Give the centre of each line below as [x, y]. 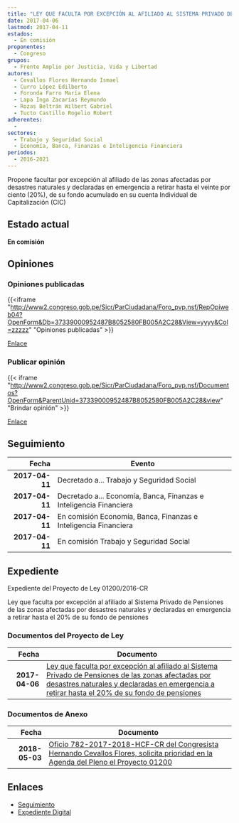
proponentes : [27, 47]
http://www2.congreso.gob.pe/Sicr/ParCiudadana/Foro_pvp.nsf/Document [120, 385]
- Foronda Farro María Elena [57, 93]
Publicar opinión [36, 362]
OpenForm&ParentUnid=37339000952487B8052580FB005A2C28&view [114, 400]
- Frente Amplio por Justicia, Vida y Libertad [86, 67]
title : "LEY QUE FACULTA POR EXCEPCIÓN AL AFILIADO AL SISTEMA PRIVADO [116, 14]
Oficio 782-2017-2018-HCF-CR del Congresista [134, 744]
